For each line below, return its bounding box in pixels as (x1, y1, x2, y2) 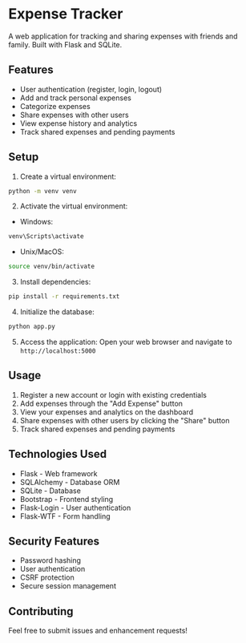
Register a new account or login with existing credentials (19, 390, 207, 399)
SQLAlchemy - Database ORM (19, 477, 120, 487)
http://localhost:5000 (19, 346, 96, 355)
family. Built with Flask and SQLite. (8, 39, 123, 49)
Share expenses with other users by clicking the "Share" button (19, 415, 230, 425)
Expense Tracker (8, 5, 123, 23)
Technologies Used (8, 447, 107, 461)
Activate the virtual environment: (19, 201, 128, 211)
